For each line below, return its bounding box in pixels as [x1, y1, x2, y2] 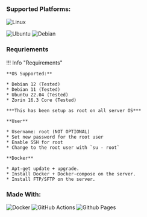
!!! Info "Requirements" [6, 59, 63, 66]
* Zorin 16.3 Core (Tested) [6, 97, 77, 103]
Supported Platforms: [6, 5, 71, 13]
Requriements [6, 45, 49, 54]
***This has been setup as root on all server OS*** [6, 107, 142, 113]
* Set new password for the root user [6, 134, 104, 140]
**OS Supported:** [6, 71, 52, 77]
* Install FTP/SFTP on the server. [6, 176, 96, 182]
